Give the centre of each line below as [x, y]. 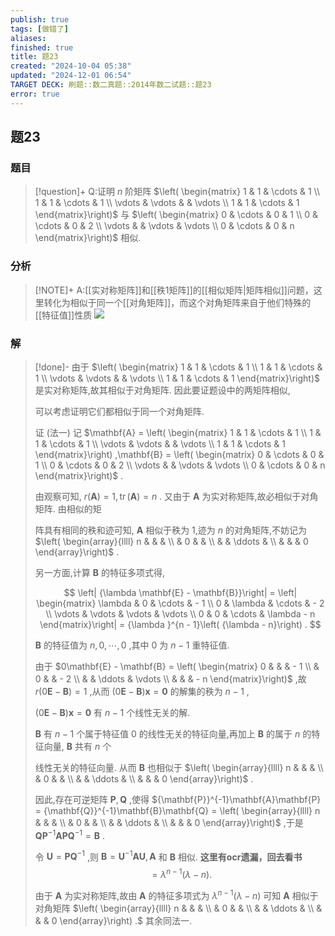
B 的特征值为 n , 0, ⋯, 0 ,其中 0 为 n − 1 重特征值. [132, 645]
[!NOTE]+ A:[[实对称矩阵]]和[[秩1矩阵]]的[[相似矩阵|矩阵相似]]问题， [174, 290]
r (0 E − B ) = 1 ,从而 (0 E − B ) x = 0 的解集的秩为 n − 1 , [142, 691]
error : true [35, 94]
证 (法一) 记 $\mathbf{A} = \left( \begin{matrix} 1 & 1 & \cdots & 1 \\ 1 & [178, 432]
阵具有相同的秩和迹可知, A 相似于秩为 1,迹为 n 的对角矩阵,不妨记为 [171, 530]
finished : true [42, 47]
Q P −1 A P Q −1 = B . [69, 834]
